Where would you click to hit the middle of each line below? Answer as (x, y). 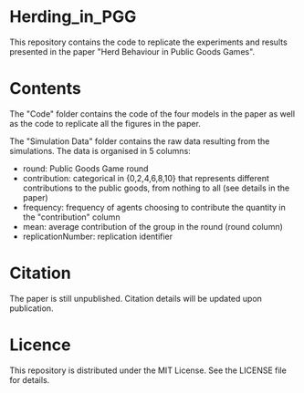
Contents (46, 89)
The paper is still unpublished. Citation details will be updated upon (136, 298)
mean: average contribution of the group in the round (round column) (152, 226)
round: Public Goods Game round (85, 168)
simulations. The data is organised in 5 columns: (100, 150)
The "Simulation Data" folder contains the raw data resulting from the (140, 141)
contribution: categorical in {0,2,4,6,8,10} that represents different (146, 178)
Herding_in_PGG (73, 17)
